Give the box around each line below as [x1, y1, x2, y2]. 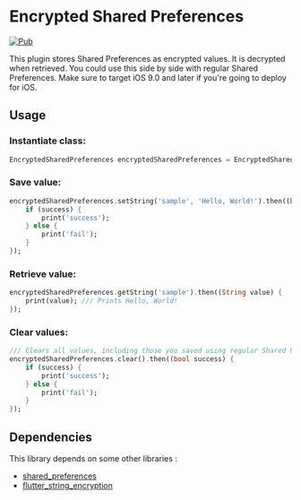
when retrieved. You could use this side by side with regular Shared [9, 63, 258, 73]
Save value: [9, 177, 62, 189]
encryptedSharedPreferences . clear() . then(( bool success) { [9, 355, 235, 364]
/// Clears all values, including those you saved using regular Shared [9, 347, 287, 356]
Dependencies [9, 429, 92, 444]
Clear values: [9, 325, 69, 338]
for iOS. [9, 82, 38, 92]
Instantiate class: [9, 134, 87, 147]
